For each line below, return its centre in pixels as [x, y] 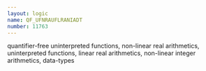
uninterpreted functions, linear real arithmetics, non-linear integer [102, 53]
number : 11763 [28, 26]
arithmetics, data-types [41, 61]
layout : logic [28, 13]
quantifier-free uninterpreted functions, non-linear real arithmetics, [103, 46]
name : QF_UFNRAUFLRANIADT [45, 20]
